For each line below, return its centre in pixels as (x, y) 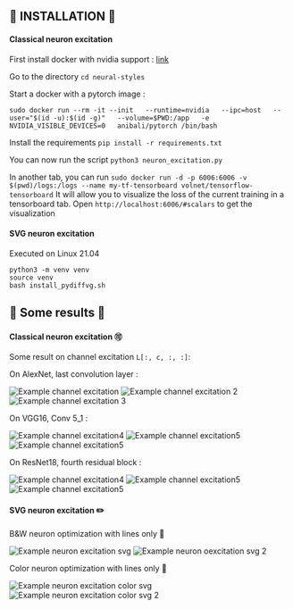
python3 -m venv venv (50, 270)
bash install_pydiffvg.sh (57, 285)
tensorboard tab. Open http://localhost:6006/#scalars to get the (131, 204)
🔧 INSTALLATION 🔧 (63, 17)
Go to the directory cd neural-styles (77, 76)
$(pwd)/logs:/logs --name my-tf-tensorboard (93, 185)
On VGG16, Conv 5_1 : (49, 418)
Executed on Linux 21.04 (54, 253)
